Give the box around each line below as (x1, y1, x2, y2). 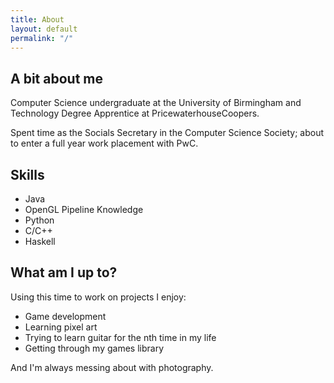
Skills (10, 166, 45, 183)
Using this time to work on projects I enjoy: (10, 291, 187, 303)
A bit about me (10, 70, 103, 87)
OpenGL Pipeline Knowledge (24, 204, 144, 215)
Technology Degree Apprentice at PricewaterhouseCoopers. (10, 107, 260, 120)
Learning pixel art (24, 321, 98, 333)
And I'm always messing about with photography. (10, 361, 214, 373)
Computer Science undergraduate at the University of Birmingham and (10, 97, 302, 109)
